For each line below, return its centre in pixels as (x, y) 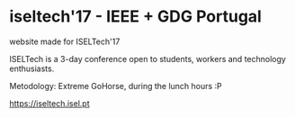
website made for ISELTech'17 (65, 41)
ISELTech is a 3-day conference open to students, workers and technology (147, 59)
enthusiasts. (32, 68)
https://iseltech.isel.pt (49, 103)
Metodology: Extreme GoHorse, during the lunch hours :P (116, 86)
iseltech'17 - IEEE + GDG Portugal (136, 17)
